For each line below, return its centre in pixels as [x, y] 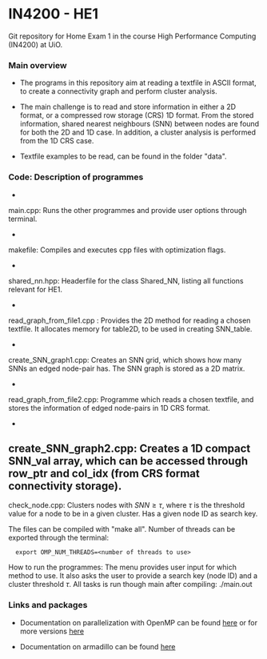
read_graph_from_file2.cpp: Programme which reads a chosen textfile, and [131, 399]
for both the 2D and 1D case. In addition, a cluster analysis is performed [138, 132]
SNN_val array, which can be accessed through [128, 461]
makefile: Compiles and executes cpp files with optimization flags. [117, 250]
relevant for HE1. [35, 289]
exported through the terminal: [59, 538]
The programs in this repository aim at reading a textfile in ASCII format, [138, 83]
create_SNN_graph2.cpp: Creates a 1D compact [130, 448]
